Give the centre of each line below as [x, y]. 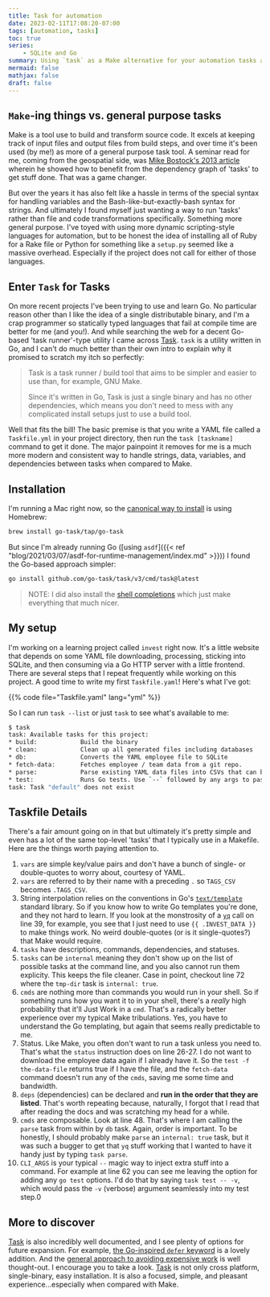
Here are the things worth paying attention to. [84, 849]
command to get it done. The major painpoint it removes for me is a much [130, 447]
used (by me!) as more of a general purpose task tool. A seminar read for [129, 152]
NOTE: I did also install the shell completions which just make [129, 594]
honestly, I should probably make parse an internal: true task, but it [134, 1137]
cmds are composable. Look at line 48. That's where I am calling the [131, 1120]
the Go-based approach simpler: [62, 564]
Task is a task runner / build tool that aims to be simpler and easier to [142, 373]
